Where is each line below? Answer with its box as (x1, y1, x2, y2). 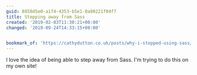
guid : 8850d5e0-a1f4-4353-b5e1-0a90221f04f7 (6, 8, 117, 15)
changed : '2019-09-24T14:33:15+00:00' (6, 24, 101, 31)
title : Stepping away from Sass (6, 14, 85, 20)
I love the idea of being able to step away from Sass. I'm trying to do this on (6, 56, 189, 63)
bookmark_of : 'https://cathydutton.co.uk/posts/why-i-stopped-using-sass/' (6, 40, 195, 47)
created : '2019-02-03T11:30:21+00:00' (6, 19, 101, 25)
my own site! (6, 62, 37, 70)
